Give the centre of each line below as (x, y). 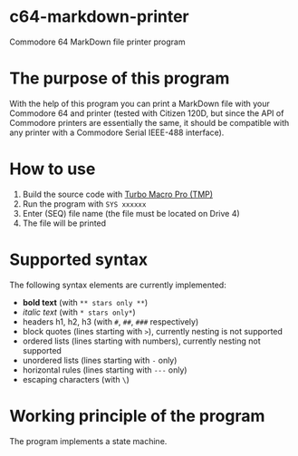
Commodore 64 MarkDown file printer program (97, 42)
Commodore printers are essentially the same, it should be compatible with (149, 122)
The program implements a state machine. (88, 441)
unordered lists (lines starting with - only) (100, 360)
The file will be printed (64, 223)
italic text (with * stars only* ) (79, 312)
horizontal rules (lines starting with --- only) (105, 370)
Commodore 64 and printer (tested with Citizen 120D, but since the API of (147, 113)
